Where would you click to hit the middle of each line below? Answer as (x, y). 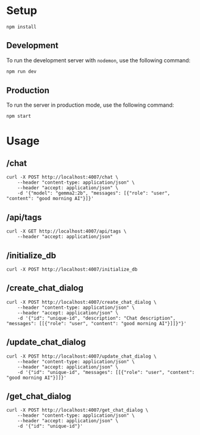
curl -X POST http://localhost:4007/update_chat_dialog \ (81, 356)
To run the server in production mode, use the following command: (90, 105)
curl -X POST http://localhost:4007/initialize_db (72, 269)
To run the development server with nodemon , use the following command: (98, 60)
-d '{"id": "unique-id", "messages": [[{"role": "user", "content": (106, 372)
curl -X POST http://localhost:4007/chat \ (62, 178)
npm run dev (21, 71)
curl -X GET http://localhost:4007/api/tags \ (66, 232)
